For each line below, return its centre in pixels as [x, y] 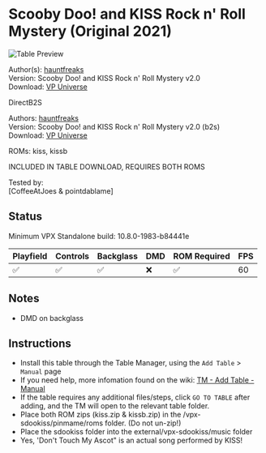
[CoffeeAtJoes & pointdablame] [61, 190]
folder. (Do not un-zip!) [143, 423]
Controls [73, 256]
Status [26, 217]
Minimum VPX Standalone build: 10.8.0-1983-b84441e [99, 236]
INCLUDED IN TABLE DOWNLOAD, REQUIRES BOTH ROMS [107, 166]
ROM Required [202, 256]
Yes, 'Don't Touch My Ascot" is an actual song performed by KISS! [131, 440]
